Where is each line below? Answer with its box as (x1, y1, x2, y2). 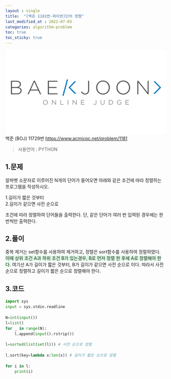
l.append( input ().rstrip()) (14, 331, 74, 337)
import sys (5, 299, 29, 304)
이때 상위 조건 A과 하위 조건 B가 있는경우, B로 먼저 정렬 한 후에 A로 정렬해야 (5, 255, 156, 262)
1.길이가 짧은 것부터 (5, 194, 45, 200)
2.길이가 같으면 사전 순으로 (5, 201, 59, 207)
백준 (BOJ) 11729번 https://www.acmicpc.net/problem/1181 (5, 135, 128, 141)
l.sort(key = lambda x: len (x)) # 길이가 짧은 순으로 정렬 (5, 353, 116, 358)
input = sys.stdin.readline (5, 304, 66, 310)
